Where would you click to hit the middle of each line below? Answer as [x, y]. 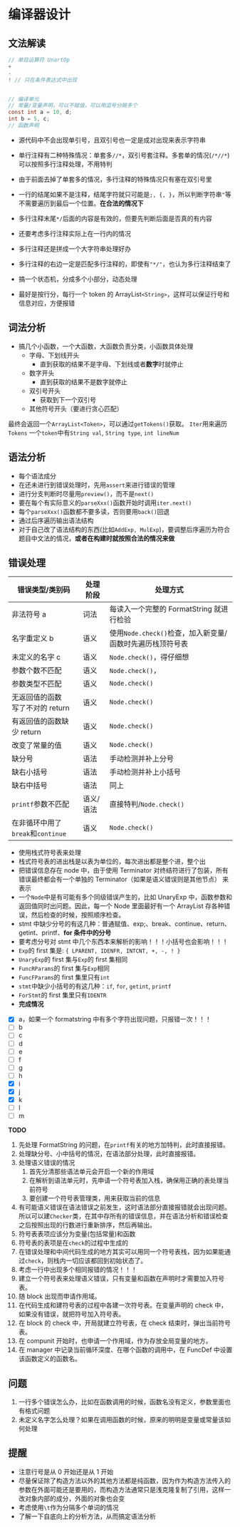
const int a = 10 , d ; [40, 112]
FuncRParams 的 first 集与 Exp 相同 [64, 968]
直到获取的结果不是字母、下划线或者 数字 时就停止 [111, 364]
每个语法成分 [37, 475]
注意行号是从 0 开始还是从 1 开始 [66, 1471]
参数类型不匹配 [37, 684]
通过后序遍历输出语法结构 [56, 520]
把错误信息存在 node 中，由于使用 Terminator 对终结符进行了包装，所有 [123, 870]
